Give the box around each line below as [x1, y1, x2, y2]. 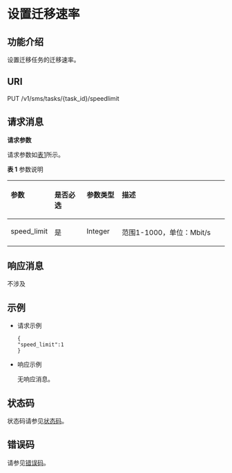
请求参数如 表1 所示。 [7, 150, 64, 159]
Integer [86, 226, 110, 235]
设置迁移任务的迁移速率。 [7, 56, 80, 64]
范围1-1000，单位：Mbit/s [122, 227, 211, 237]
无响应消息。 [17, 375, 54, 383]
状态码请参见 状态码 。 [7, 417, 68, 425]
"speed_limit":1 [17, 341, 64, 349]
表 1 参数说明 [7, 165, 43, 173]
